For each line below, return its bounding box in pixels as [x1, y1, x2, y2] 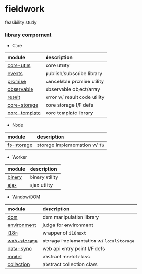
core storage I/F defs [45, 102, 94, 109]
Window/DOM [12, 194, 40, 200]
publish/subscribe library [45, 70, 103, 77]
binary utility [30, 174, 58, 180]
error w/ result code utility [45, 94, 105, 100]
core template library [45, 110, 93, 116]
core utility [45, 62, 70, 69]
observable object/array [45, 86, 101, 93]
